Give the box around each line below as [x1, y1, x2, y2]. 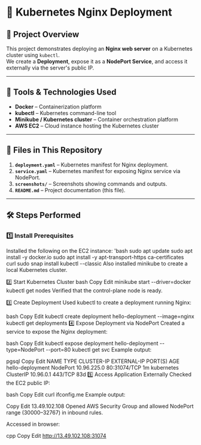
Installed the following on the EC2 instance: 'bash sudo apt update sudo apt [6, 247, 193, 255]
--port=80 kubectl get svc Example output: [45, 346, 152, 353]
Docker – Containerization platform [14, 103, 102, 110]
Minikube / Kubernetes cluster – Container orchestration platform [14, 116, 178, 123]
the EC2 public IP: [6, 380, 50, 387]
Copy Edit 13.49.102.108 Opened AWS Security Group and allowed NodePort [6, 402, 194, 410]
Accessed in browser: [6, 420, 60, 428]
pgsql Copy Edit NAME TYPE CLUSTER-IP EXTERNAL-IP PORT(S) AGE [6, 358, 180, 365]
